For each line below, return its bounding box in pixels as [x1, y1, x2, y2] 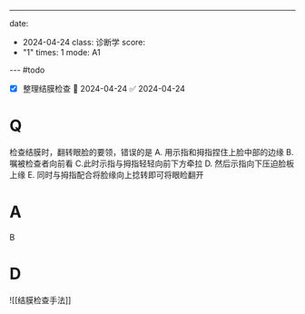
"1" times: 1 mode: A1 [22, 47, 102, 57]
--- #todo [9, 64, 45, 75]
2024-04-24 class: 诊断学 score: [22, 37, 146, 47]
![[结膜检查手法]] [9, 294, 72, 305]
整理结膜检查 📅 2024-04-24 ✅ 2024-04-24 [22, 83, 186, 93]
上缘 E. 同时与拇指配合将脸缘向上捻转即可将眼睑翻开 [9, 170, 204, 180]
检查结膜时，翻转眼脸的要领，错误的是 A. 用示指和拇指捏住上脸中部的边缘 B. [9, 147, 294, 157]
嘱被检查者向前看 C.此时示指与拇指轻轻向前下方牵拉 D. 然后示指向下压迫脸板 [9, 158, 295, 169]
